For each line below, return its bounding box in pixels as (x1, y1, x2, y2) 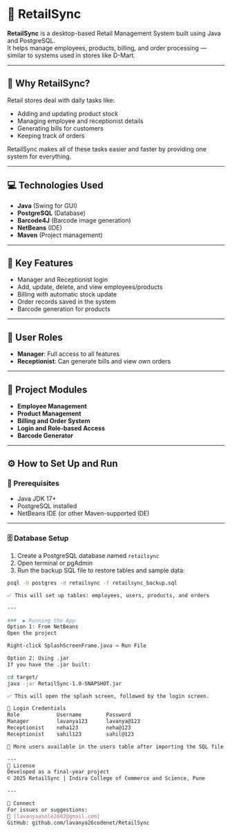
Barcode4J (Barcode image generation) (17, 216, 131, 224)
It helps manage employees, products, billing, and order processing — (7, 44, 207, 52)
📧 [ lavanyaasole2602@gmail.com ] (7, 812, 100, 820)
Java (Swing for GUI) (17, 201, 78, 209)
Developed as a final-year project (7, 769, 110, 776)
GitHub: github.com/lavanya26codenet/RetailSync (7, 819, 150, 826)
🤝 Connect (7, 800, 36, 807)
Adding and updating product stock (17, 109, 119, 118)
